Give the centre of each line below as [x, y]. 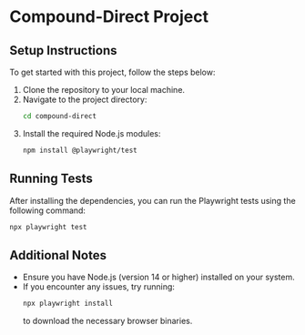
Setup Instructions [63, 51]
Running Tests [51, 179]
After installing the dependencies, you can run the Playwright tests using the [152, 200]
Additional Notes [58, 255]
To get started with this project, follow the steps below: [112, 72]
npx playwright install [68, 304]
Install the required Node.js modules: [91, 133]
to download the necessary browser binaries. [107, 321]
